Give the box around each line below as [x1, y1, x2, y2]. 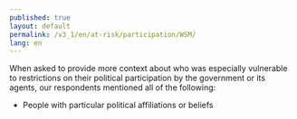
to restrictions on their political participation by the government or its [9, 73, 265, 84]
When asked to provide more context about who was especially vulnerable [9, 63, 288, 74]
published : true [9, 13, 71, 23]
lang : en [9, 38, 43, 48]
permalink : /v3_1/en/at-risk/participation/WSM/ [9, 30, 196, 39]
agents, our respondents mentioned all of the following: [9, 82, 216, 93]
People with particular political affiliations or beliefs [22, 100, 214, 111]
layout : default [9, 22, 71, 31]
